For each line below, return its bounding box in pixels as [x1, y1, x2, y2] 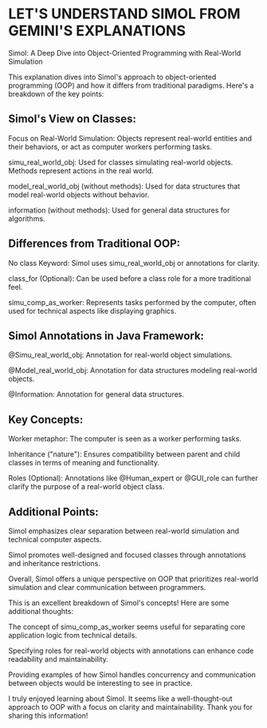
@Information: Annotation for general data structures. [8, 390, 185, 399]
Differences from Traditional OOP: [8, 237, 181, 251]
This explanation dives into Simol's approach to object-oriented [8, 72, 217, 81]
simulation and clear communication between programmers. [8, 583, 206, 591]
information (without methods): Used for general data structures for [8, 205, 230, 215]
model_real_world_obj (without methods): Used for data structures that [8, 181, 241, 191]
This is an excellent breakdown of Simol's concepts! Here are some [8, 598, 230, 607]
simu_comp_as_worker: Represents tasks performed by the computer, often [8, 297, 257, 307]
